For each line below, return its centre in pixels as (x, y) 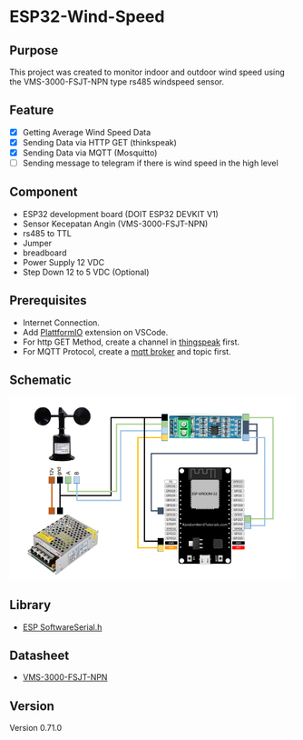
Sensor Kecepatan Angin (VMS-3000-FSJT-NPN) (115, 224)
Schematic (40, 380)
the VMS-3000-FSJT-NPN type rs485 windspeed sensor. (117, 82)
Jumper (37, 243)
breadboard (44, 253)
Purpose (34, 50)
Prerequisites (48, 300)
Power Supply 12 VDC (64, 262)
